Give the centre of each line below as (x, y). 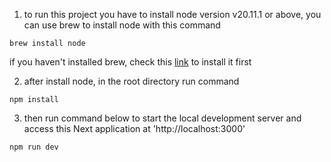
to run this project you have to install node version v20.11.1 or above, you (172, 14)
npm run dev (34, 147)
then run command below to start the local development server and (162, 118)
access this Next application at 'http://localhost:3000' (134, 128)
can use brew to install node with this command (122, 25)
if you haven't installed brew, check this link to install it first (130, 62)
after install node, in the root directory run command (131, 81)
